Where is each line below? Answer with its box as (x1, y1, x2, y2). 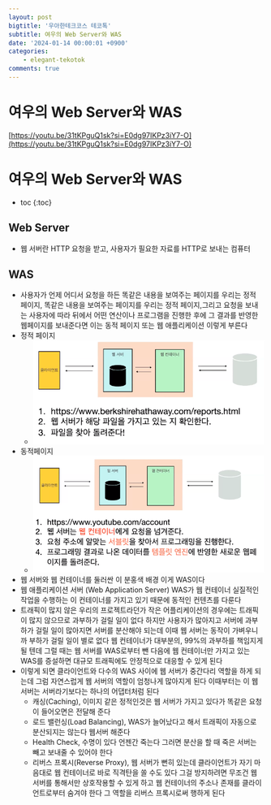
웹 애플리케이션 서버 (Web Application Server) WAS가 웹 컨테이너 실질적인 (19, 585, 260, 595)
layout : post (8, 13, 53, 21)
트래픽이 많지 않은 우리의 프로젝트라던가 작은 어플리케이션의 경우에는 (19, 605, 238, 615)
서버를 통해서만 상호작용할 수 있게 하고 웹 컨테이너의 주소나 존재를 (32, 778, 241, 788)
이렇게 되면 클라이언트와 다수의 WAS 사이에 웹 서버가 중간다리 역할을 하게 (19, 666, 253, 676)
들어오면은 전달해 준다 (41, 707, 111, 716)
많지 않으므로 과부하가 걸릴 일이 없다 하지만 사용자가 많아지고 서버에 (28, 616, 243, 625)
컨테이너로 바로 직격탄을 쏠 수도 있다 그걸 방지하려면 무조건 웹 (62, 768, 258, 777)
